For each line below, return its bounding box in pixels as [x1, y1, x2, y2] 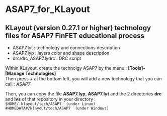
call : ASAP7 [5, 81, 31, 87]
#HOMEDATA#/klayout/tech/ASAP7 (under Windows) [5, 106, 109, 111]
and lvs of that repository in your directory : [5, 96, 96, 102]
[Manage [5, 70, 25, 76]
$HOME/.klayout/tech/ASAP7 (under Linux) [5, 101, 96, 106]
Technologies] [25, 70, 56, 76]
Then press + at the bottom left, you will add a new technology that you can [5, 76, 162, 81]
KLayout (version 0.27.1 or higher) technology [5, 24, 151, 32]
